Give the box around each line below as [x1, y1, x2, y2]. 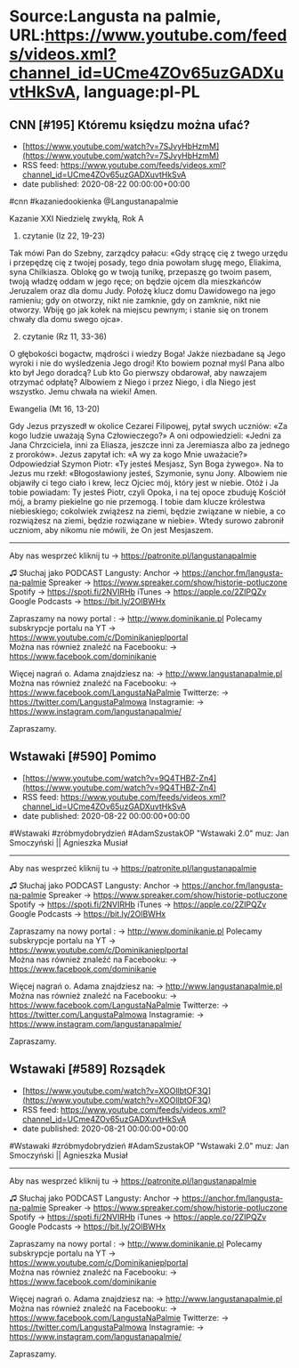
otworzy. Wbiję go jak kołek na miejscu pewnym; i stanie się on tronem [9, 304, 269, 315]
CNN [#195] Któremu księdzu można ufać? [9, 117, 251, 133]
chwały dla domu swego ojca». [9, 314, 123, 324]
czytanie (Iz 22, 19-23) [21, 231, 105, 241]
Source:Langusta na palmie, [9, 6, 222, 27]
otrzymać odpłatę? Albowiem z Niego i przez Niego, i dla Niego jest [9, 376, 256, 387]
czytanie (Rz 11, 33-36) [21, 331, 107, 342]
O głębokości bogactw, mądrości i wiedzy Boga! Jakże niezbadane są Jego [9, 349, 287, 359]
